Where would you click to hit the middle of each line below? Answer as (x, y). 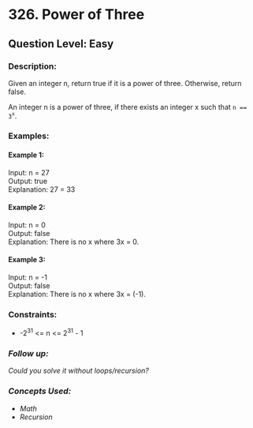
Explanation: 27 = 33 (42, 189)
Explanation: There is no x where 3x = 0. (74, 242)
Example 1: (26, 155)
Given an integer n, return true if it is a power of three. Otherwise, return (125, 83)
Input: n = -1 (28, 277)
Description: (32, 66)
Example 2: (27, 208)
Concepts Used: (40, 391)
